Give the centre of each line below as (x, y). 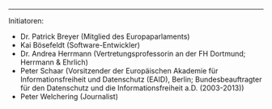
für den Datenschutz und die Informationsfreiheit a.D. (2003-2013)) (132, 88)
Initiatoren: (26, 21)
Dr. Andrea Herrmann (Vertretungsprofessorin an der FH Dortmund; (133, 54)
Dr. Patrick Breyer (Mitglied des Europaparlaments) (105, 36)
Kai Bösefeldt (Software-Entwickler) (80, 45)
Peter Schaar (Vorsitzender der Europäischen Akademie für (119, 71)
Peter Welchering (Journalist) (69, 96)
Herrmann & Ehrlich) (54, 62)
